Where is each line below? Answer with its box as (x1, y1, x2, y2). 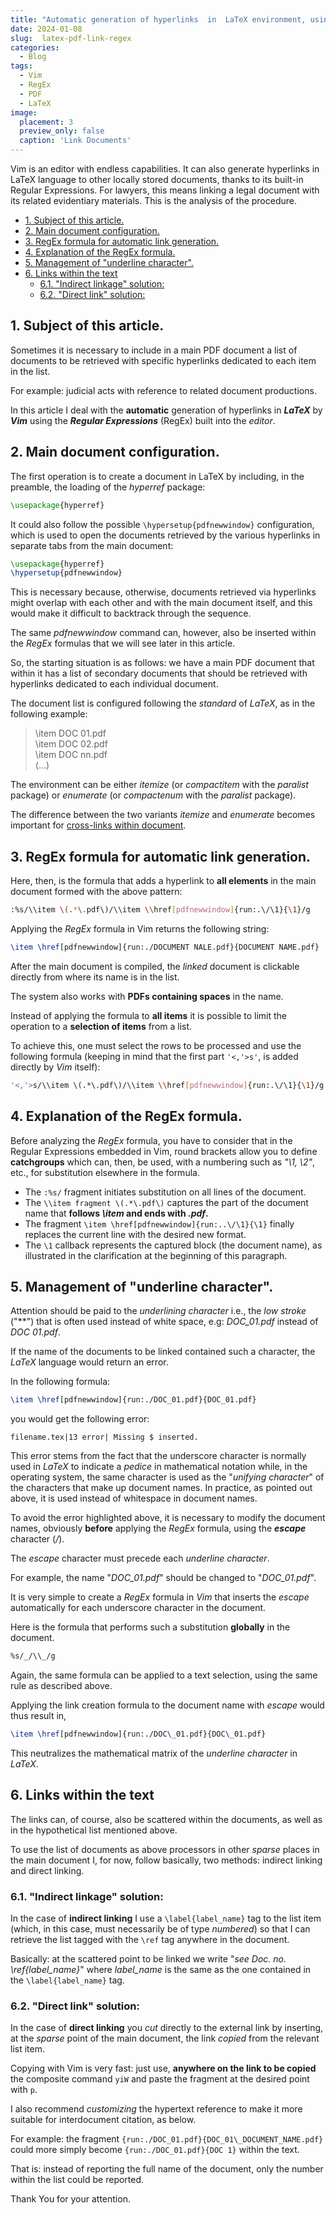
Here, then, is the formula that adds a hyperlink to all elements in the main (10, 875, 317, 887)
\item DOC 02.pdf (34, 738, 108, 750)
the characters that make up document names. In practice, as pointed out (10, 1482, 313, 1494)
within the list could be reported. (10, 2174, 145, 2186)
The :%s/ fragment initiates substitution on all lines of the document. (24, 1186, 307, 1198)
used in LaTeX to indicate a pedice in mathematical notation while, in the (10, 1461, 308, 1473)
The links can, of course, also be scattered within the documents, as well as (10, 1813, 323, 1825)
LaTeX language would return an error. (10, 1356, 169, 1368)
